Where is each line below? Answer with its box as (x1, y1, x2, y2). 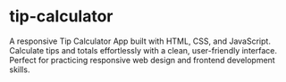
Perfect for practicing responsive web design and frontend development (9, 54, 275, 65)
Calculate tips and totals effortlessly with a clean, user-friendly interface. (9, 45, 278, 55)
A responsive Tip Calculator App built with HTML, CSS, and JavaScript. (9, 36, 271, 46)
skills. (9, 64, 30, 75)
